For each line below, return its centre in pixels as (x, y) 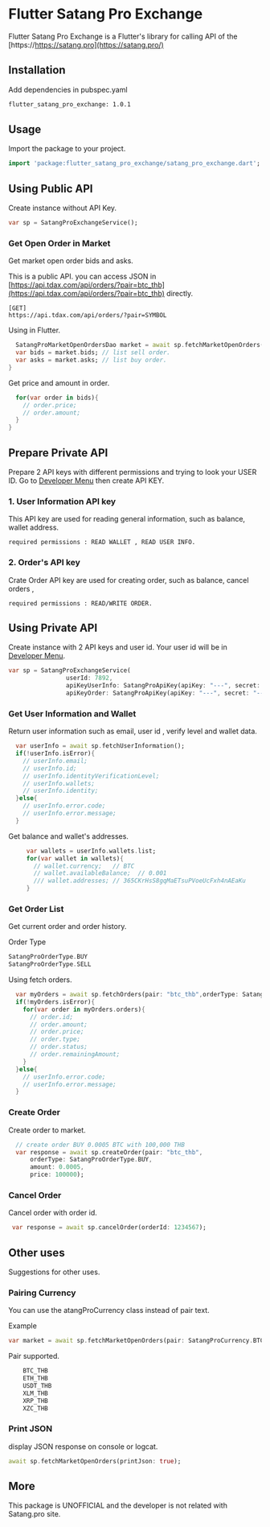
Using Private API (53, 627)
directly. (180, 294)
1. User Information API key (62, 501)
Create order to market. (47, 1130)
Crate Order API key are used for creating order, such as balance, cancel (129, 580)
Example (23, 1326)
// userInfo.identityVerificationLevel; (91, 776)
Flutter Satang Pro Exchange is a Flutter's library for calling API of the (123, 36)
